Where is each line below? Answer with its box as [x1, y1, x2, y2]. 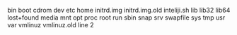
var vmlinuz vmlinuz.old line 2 [7, 21, 94, 29]
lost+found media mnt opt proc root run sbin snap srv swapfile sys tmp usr [7, 13, 226, 22]
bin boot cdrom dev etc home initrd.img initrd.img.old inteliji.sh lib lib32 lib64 [7, 6, 231, 14]
